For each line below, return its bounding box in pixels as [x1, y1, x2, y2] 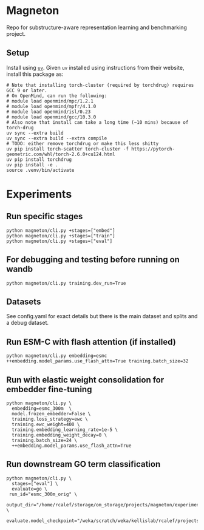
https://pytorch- [131, 146, 175, 152]
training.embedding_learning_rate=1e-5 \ [12, 427, 118, 433]
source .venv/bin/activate [6, 167, 75, 173]
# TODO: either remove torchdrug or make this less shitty [6, 140, 159, 146]
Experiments [6, 187, 72, 201]
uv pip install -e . [6, 161, 59, 168]
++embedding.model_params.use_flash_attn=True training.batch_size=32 [6, 358, 189, 364]
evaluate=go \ [12, 486, 47, 492]
